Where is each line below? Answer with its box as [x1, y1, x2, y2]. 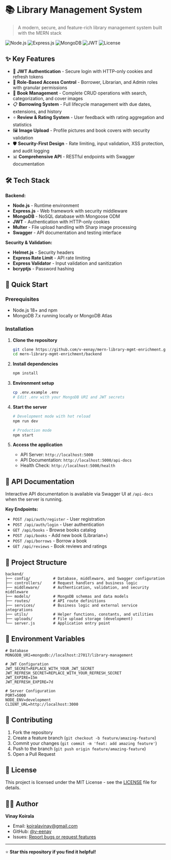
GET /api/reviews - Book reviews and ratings [12, 543, 107, 549]
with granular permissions [12, 84, 68, 90]
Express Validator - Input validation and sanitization [12, 260, 122, 266]
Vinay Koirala [5, 813, 35, 819]
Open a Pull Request [12, 751, 56, 757]
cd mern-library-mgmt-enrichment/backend [12, 352, 102, 357]
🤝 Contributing [5, 716, 53, 725]
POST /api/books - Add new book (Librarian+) [12, 532, 108, 539]
